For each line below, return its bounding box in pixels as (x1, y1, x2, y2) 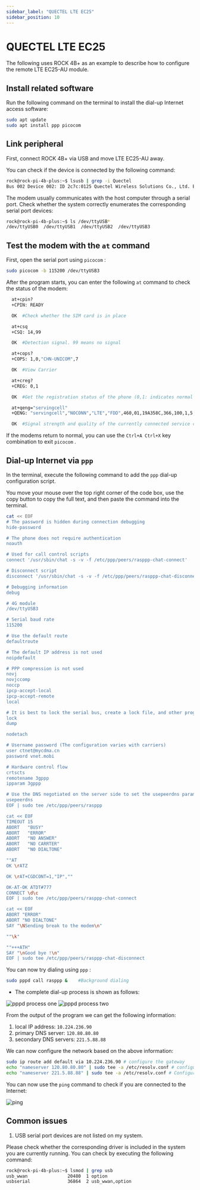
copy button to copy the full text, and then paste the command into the (6, 495, 180, 503)
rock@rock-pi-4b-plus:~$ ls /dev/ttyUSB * (6, 218, 111, 224)
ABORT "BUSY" (6, 824, 44, 830)
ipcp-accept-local (6, 688, 52, 694)
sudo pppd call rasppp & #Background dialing (6, 978, 129, 984)
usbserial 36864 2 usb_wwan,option (6, 1179, 132, 1185)
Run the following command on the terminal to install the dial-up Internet (6, 99, 184, 106)
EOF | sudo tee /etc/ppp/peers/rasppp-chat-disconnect (6, 955, 145, 962)
